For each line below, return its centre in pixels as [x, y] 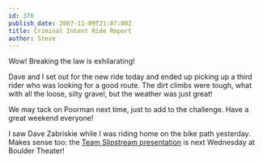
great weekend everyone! [51, 118]
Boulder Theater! [36, 151]
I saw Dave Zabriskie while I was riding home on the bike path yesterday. [129, 134]
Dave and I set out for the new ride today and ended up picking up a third [130, 77]
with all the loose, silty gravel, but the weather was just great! [110, 94]
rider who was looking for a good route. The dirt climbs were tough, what [130, 85]
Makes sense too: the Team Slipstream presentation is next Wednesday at [131, 143]
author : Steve [32, 38]
